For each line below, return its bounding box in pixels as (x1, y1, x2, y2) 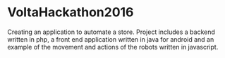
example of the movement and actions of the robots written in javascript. (7, 42, 219, 51)
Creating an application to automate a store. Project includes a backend (7, 28, 215, 36)
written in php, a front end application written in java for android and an (7, 35, 214, 43)
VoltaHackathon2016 (7, 4, 134, 21)
